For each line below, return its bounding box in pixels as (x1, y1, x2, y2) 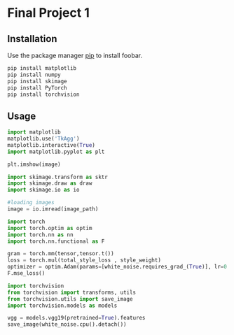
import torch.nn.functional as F (7, 238, 105, 245)
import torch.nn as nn (7, 231, 74, 238)
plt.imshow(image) (7, 161, 61, 168)
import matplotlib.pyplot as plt (7, 148, 105, 155)
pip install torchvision (7, 91, 80, 98)
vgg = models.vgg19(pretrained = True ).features (7, 315, 146, 322)
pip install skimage (7, 78, 68, 85)
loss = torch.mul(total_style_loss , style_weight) (7, 257, 161, 264)
